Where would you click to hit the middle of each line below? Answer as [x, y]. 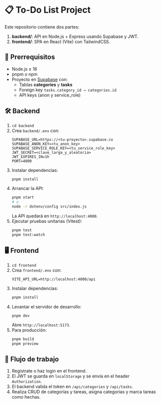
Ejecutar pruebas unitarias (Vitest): [47, 221]
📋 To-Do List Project [48, 10]
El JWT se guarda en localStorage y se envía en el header [71, 376]
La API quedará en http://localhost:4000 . [55, 216]
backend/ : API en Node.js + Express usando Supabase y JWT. [75, 36]
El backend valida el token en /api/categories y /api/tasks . [72, 386]
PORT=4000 [22, 161]
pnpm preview [25, 344]
